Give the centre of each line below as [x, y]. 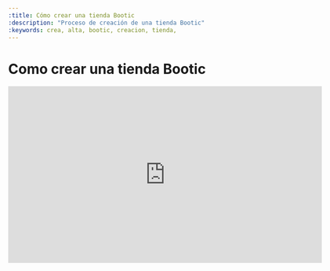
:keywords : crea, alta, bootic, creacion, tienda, [92, 30]
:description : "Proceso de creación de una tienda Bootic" [107, 23]
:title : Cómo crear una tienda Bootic [71, 15]
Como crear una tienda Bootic [107, 69]
